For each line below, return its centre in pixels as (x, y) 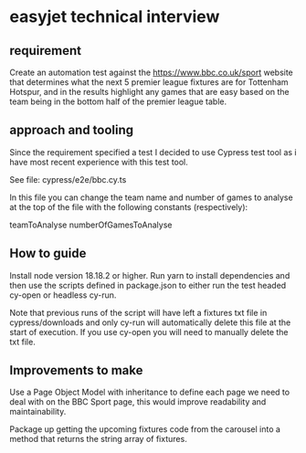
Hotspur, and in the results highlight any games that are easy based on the (149, 92)
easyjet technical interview (115, 17)
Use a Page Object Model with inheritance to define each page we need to (150, 392)
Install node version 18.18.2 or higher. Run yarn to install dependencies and (150, 275)
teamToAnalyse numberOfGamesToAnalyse (91, 225)
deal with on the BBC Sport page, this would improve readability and (138, 402)
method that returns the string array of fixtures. (98, 439)
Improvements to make (76, 370)
